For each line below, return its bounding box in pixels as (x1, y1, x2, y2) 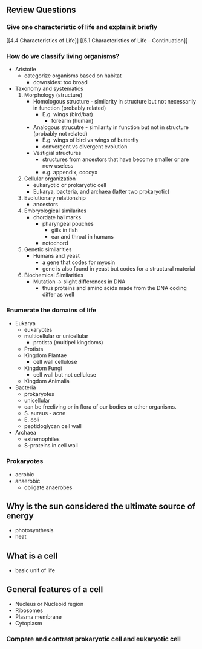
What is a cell (6, 550, 58, 561)
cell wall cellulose (33, 358, 77, 366)
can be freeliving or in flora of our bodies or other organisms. (24, 403, 177, 410)
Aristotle (15, 65, 36, 73)
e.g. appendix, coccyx (42, 168, 98, 176)
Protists (24, 345, 44, 353)
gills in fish (51, 226, 78, 234)
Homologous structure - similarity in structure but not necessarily (33, 97, 197, 105)
